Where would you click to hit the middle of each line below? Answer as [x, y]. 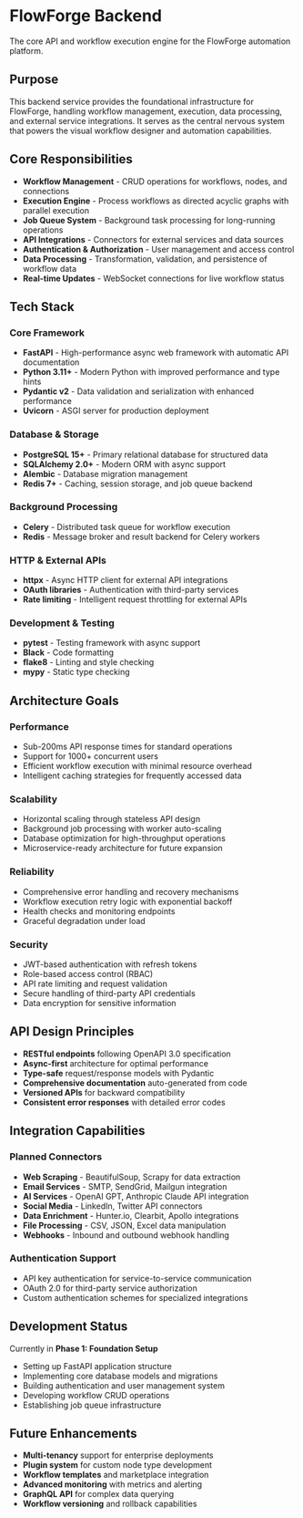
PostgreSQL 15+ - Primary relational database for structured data [145, 454]
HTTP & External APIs [58, 560]
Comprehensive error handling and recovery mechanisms [131, 891]
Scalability [33, 799]
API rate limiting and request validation [95, 984]
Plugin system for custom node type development [117, 1465]
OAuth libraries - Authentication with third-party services [131, 590]
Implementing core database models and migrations [120, 1376]
